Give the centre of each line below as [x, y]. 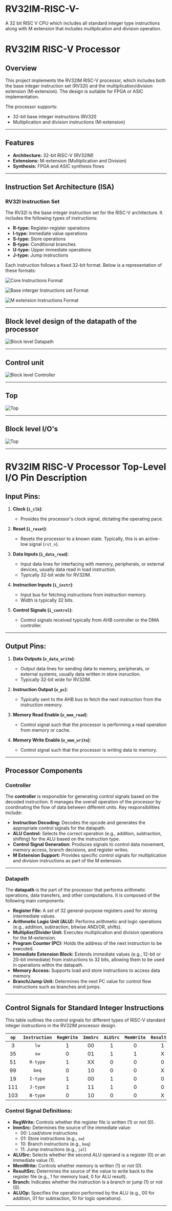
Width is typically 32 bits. [47, 600]
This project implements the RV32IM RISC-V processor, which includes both [85, 80]
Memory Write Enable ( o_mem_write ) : [52, 740]
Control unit [25, 362]
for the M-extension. [34, 938]
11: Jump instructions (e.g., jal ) [53, 1149]
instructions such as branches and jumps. [57, 987]
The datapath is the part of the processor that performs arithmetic [76, 890]
